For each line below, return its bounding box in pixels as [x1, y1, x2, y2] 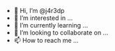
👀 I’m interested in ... [13, 14, 73, 22]
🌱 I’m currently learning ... [13, 21, 89, 29]
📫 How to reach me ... [13, 37, 79, 44]
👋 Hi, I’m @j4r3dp [13, 7, 65, 14]
